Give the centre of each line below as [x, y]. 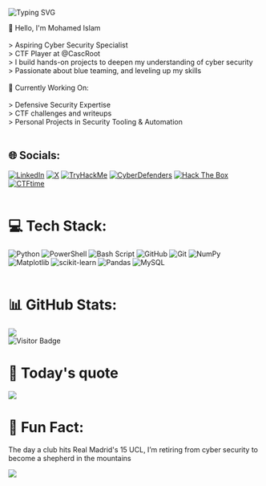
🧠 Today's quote [63, 373]
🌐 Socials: [34, 155]
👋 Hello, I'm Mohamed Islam [54, 28]
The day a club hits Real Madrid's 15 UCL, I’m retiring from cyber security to [133, 449]
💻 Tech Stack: [58, 226]
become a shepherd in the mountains [70, 458]
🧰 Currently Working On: [49, 88]
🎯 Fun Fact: [46, 427]
